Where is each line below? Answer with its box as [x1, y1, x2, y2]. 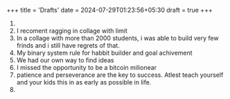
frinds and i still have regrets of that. [16, 42, 121, 49]
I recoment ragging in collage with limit [16, 27, 127, 35]
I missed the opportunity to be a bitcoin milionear [16, 64, 157, 71]
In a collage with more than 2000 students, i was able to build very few [16, 34, 219, 42]
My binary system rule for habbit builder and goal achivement [16, 48, 193, 57]
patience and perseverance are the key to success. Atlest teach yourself [16, 71, 224, 79]
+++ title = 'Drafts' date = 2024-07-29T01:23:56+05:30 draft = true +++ [6, 6, 213, 14]
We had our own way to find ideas [16, 56, 114, 64]
